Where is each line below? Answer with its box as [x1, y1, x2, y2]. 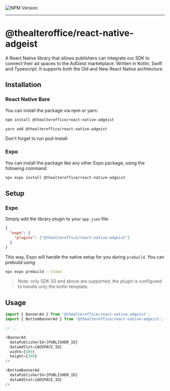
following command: [5, 165, 48, 171]
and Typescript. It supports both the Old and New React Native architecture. [5, 66, 164, 72]
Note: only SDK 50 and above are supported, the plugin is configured [17, 278, 162, 284]
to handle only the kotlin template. [17, 284, 89, 290]
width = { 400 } [10, 349, 35, 354]
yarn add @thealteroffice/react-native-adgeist [5, 126, 108, 132]
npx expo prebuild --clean [5, 269, 62, 274]
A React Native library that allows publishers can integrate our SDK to [5, 55, 150, 61]
